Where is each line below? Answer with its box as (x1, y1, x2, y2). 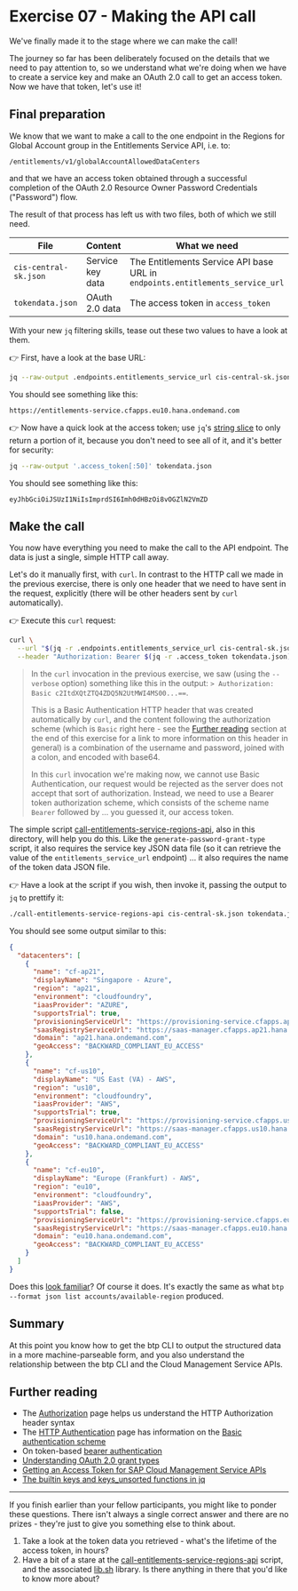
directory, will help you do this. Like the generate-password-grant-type (9, 833, 266, 843)
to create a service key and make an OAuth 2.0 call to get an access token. (9, 71, 283, 82)
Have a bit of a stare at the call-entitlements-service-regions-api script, (21, 1555, 284, 1565)
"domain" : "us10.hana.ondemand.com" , (32, 1132, 173, 1141)
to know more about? (21, 1573, 100, 1584)
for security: (9, 444, 54, 455)
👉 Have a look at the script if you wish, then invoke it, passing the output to (9, 879, 287, 890)
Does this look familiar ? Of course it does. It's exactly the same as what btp (9, 1281, 285, 1291)
